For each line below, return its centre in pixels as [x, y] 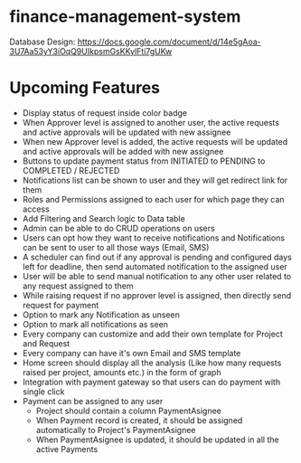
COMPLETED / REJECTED [71, 170]
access [36, 209]
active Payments [67, 449]
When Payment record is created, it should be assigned [139, 420]
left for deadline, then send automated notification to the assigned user [155, 266]
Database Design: [42, 42]
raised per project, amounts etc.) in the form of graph [122, 372]
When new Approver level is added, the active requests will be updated [155, 141]
